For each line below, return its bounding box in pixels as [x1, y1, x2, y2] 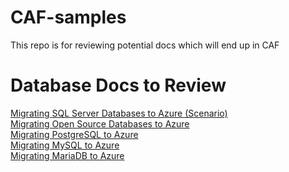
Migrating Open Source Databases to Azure [10, 117, 190, 130]
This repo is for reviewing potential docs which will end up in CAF [10, 39, 280, 51]
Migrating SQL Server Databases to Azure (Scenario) [10, 107, 228, 119]
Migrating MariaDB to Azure [10, 149, 125, 161]
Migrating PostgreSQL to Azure [10, 128, 139, 140]
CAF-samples [10, 6, 127, 29]
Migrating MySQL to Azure [10, 139, 120, 151]
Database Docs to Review [10, 74, 227, 97]
